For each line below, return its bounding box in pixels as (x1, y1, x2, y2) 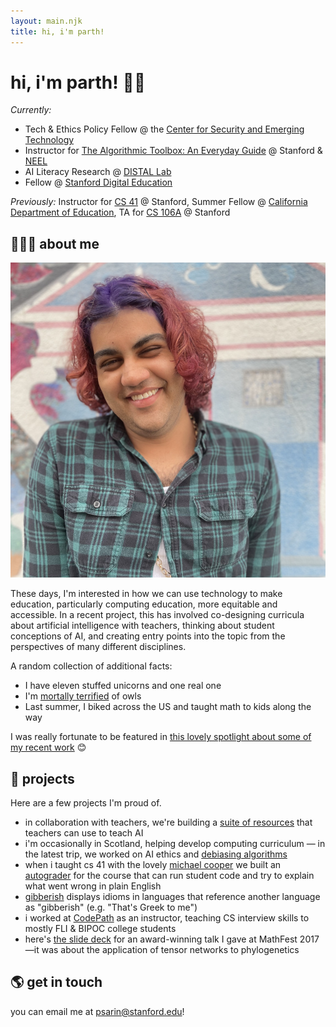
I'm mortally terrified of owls (24, 690, 142, 702)
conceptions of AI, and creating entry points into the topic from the (10, 630, 286, 642)
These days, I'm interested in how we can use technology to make (10, 588, 283, 600)
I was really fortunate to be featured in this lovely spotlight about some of (10, 731, 312, 743)
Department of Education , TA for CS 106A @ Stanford (10, 206, 231, 219)
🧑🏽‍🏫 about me (10, 235, 100, 252)
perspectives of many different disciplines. (10, 641, 187, 653)
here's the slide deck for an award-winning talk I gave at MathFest (24, 933, 298, 945)
